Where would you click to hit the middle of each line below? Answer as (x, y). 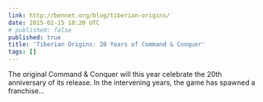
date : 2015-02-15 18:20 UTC (54, 23)
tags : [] (22, 52)
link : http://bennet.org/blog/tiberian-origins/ (89, 15)
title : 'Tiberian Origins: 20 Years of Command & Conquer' (107, 45)
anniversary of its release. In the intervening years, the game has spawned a (132, 82)
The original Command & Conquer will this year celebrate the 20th (115, 74)
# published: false (40, 30)
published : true (35, 37)
